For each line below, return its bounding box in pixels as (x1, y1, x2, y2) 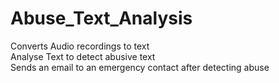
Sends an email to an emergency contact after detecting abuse (10, 61, 270, 73)
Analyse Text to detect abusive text (10, 50, 156, 62)
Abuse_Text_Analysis (10, 7, 193, 30)
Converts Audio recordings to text (10, 40, 150, 52)
